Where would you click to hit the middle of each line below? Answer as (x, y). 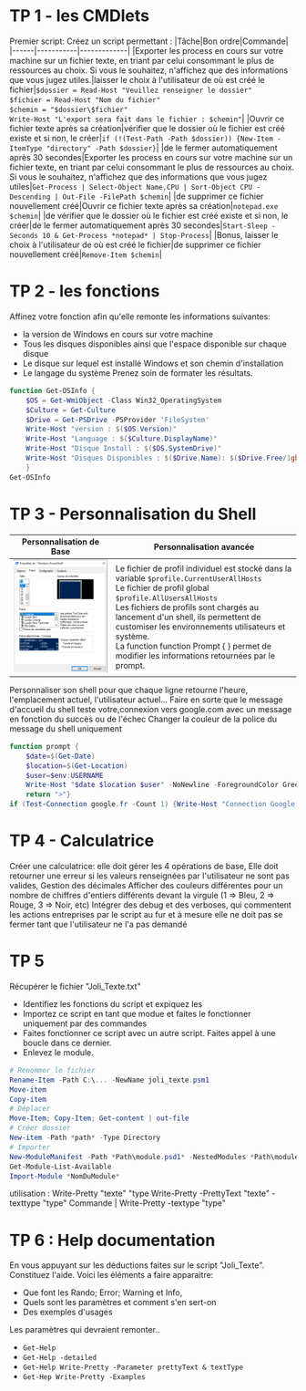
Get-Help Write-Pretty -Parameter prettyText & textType (133, 1368)
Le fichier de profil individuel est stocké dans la (204, 569)
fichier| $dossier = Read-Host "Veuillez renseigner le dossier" (131, 89)
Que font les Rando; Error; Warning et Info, (102, 1292)
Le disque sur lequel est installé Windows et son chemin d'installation (153, 363)
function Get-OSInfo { (52, 390)
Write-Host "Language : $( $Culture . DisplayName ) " (122, 439)
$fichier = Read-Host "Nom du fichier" (85, 100)
